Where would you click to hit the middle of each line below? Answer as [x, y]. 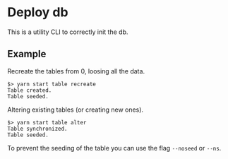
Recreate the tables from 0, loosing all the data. [76, 71]
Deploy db [38, 12]
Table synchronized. [38, 129]
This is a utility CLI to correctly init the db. [68, 32]
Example [27, 54]
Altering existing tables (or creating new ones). [75, 110]
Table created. [30, 90]
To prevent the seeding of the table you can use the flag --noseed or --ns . [114, 148]
